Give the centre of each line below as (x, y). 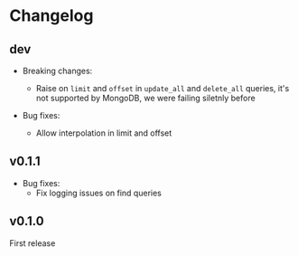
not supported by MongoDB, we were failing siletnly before (145, 98)
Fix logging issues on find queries (99, 193)
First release (33, 243)
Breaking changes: (57, 71)
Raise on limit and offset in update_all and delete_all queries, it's (163, 88)
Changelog (51, 16)
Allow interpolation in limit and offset (104, 133)
